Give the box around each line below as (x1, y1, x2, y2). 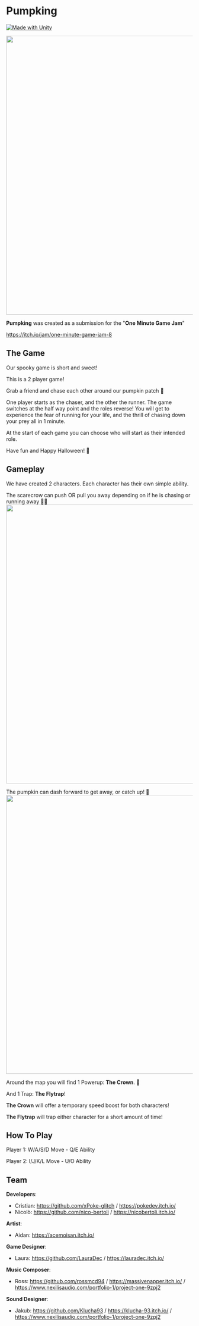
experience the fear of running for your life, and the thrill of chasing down (6, 411, 185, 418)
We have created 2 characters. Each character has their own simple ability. (6, 480, 189, 487)
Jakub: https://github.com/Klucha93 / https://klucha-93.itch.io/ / (14, 1307, 172, 1314)
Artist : (6, 1220, 23, 1227)
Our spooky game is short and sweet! (6, 364, 98, 371)
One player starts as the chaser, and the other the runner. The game (6, 399, 172, 406)
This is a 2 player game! (6, 375, 65, 383)
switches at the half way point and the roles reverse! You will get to (6, 405, 170, 412)
